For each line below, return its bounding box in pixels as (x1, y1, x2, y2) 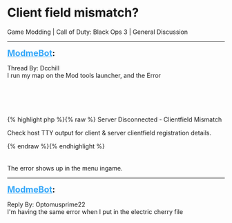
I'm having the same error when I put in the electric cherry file (7, 207, 184, 215)
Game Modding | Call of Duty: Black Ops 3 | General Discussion (7, 28, 188, 36)
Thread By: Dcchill (7, 64, 60, 72)
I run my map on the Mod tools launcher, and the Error (7, 71, 161, 79)
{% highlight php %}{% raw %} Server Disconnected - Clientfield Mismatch (7, 115, 222, 124)
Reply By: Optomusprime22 (7, 200, 86, 209)
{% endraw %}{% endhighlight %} (7, 142, 105, 150)
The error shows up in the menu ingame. (7, 164, 123, 172)
